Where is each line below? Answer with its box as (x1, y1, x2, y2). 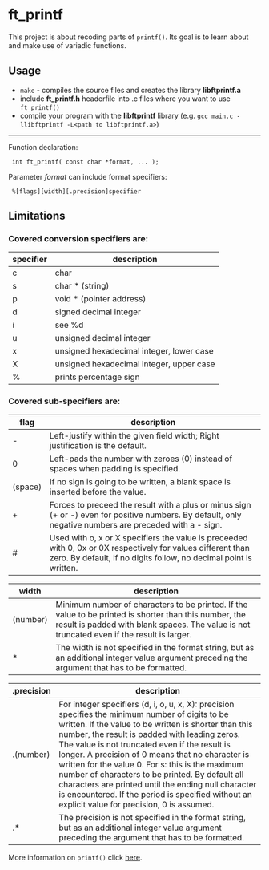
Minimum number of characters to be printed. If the (55, 599, 248, 610)
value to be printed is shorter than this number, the (55, 609, 247, 620)
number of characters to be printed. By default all (58, 768, 244, 779)
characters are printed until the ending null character (58, 779, 257, 790)
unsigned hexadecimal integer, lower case (54, 346, 214, 357)
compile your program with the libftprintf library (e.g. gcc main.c (19, 111, 234, 120)
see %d (54, 319, 84, 330)
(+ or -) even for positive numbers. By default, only (49, 509, 242, 520)
